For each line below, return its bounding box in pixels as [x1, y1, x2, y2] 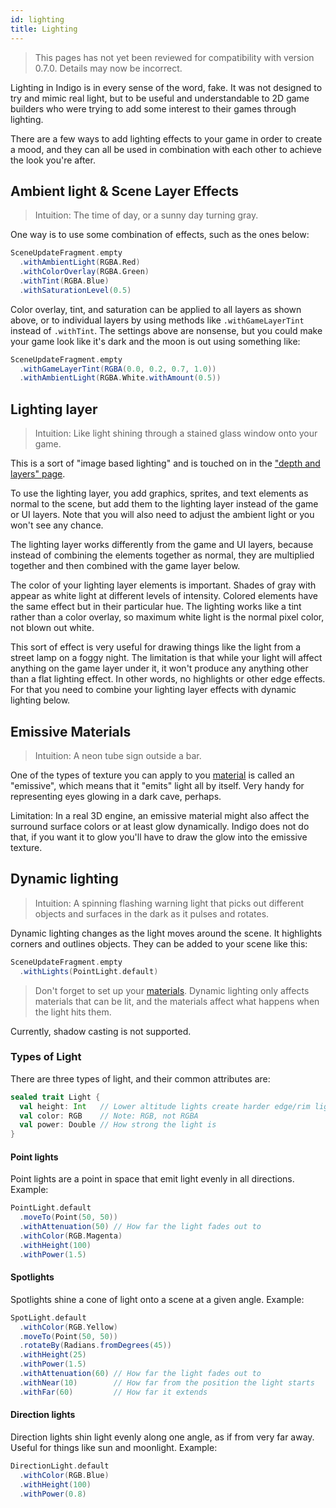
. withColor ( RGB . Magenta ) [19, 1231, 123, 1241]
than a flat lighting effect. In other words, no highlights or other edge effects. [10, 673, 326, 685]
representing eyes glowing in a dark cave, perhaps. [10, 790, 222, 802]
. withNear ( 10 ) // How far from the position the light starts [19, 1377, 315, 1388]
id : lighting [10, 14, 65, 25]
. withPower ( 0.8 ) [19, 1489, 87, 1499]
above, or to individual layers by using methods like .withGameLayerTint [10, 314, 305, 326]
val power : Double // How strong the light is [19, 1120, 217, 1130]
